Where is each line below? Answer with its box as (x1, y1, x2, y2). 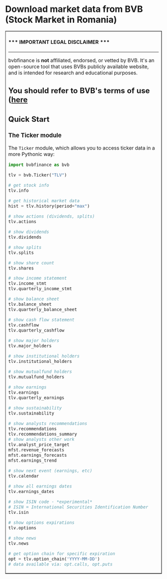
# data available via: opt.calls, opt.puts (8, 561, 113, 567)
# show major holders (8, 338, 60, 343)
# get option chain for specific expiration (8, 551, 115, 556)
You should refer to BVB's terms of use (8, 86, 150, 95)
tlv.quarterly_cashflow (8, 328, 65, 333)
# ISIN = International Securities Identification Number (8, 504, 149, 510)
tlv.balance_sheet (8, 302, 52, 307)
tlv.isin (8, 509, 29, 515)
